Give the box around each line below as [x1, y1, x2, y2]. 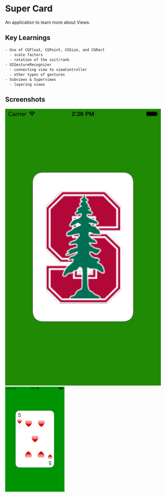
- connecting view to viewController [9, 67, 87, 72]
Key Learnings [5, 34, 51, 42]
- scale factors [9, 52, 43, 57]
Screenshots [5, 95, 45, 104]
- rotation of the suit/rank [9, 57, 70, 62]
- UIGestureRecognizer [5, 62, 52, 67]
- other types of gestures [9, 72, 65, 77]
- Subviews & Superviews [5, 77, 56, 82]
